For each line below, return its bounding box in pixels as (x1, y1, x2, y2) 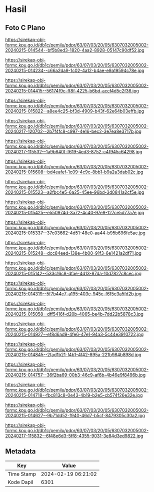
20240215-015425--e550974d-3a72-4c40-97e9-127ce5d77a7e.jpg (5, 210, 144, 215)
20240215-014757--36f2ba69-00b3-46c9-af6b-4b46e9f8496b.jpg (5, 372, 146, 378)
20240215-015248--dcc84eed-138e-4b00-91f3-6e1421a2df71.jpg (5, 250, 141, 256)
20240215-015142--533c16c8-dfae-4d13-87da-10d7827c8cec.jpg (5, 271, 141, 276)
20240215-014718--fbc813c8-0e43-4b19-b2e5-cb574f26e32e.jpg (5, 392, 143, 398)
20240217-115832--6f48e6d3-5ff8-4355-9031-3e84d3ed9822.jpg (5, 433, 143, 439)
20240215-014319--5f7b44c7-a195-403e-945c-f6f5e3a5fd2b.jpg (5, 291, 141, 297)
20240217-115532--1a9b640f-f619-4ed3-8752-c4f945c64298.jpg (5, 149, 142, 154)
